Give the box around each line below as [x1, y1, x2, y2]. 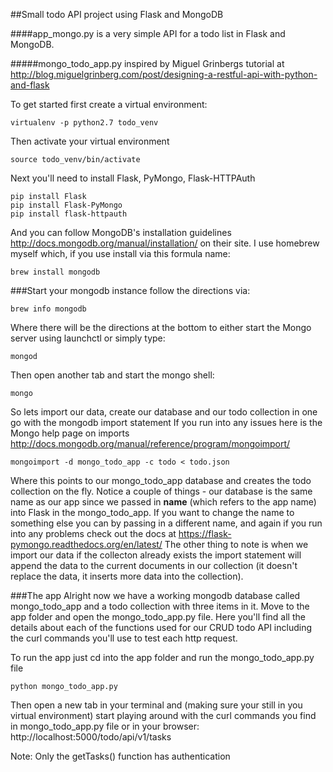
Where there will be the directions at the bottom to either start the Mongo [10, 322, 312, 333]
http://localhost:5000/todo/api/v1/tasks [10, 731, 172, 743]
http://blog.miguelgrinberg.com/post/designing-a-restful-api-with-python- [10, 69, 318, 80]
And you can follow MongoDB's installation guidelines [10, 227, 232, 238]
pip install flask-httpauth [10, 209, 128, 219]
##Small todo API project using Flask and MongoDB [10, 9, 224, 20]
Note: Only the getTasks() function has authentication [10, 750, 231, 762]
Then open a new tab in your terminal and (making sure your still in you [10, 699, 303, 711]
